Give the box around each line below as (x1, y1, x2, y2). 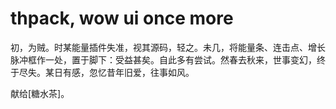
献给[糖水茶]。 (10, 87, 70, 99)
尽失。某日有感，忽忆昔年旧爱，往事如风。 (18, 66, 195, 78)
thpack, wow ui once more (10, 7, 234, 30)
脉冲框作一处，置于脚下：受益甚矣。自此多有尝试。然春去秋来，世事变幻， (10, 53, 317, 66)
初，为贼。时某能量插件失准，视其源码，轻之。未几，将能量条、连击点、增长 (10, 41, 326, 53)
